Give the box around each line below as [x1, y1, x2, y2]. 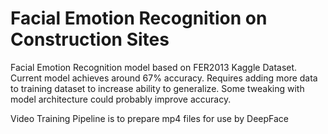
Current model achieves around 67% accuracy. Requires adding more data [10, 72, 318, 84]
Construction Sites [10, 28, 170, 51]
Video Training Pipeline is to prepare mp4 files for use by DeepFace [10, 112, 289, 124]
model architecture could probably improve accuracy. [10, 93, 232, 105]
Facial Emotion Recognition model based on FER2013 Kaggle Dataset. [10, 61, 298, 73]
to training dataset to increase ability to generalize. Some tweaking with [10, 82, 305, 94]
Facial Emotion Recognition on [10, 7, 268, 30]
